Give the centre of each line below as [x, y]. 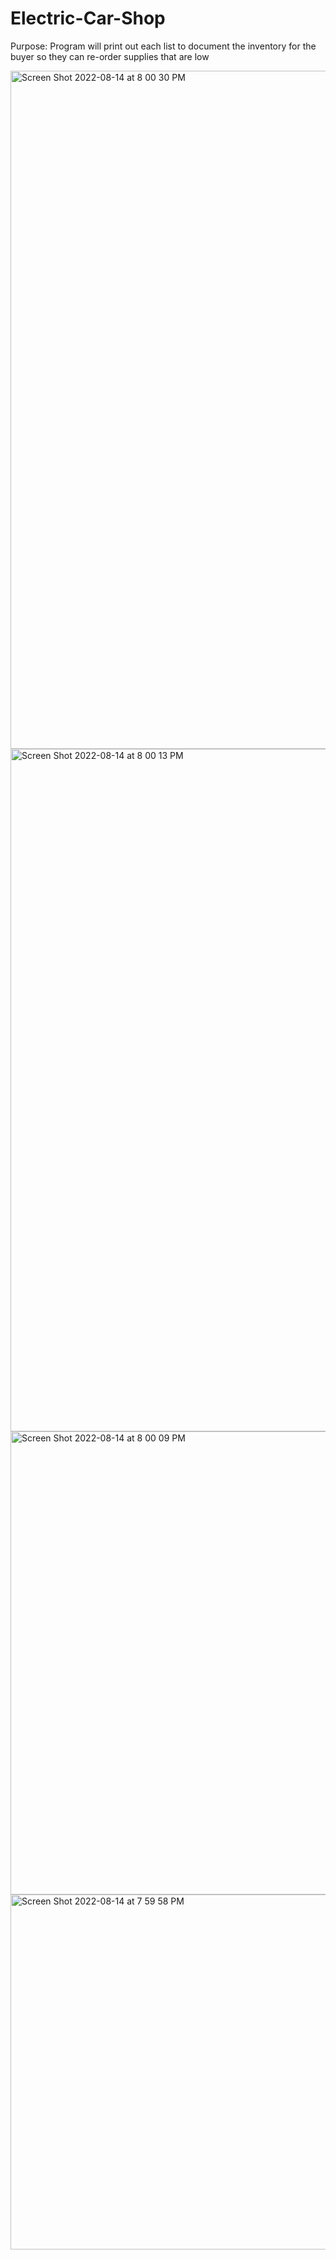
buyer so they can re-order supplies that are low [110, 56]
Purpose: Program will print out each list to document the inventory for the [163, 46]
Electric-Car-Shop [88, 18]
